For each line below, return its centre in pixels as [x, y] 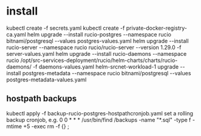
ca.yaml [16, 34]
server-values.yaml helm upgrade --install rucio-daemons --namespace [97, 53]
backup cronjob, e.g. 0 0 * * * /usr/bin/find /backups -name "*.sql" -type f [99, 120]
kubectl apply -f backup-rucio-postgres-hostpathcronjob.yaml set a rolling [100, 113]
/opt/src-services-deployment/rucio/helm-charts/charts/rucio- [99, 60]
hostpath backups [42, 99]
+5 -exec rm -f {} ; [46, 126]
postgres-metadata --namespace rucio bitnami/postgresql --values [107, 73]
